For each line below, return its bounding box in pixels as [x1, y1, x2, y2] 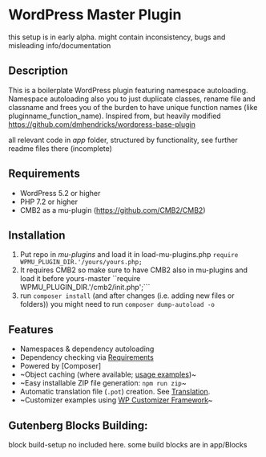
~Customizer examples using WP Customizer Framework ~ [19, 395, 213, 405]
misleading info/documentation [8, 40, 111, 50]
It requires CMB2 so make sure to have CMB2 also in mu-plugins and [19, 265, 248, 275]
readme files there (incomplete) [8, 143, 112, 153]
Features [8, 323, 54, 337]
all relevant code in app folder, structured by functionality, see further [8, 135, 238, 145]
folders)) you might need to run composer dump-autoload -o [19, 300, 215, 309]
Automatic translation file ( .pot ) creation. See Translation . [19, 387, 211, 397]
